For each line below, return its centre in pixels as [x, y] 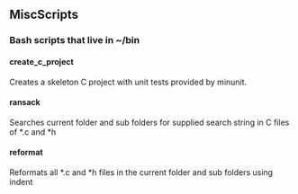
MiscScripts [44, 15]
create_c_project [41, 61]
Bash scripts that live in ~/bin [75, 40]
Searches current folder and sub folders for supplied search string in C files [149, 122]
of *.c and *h [33, 132]
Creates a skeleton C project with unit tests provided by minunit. [128, 82]
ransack [25, 102]
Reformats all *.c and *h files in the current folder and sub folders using [141, 172]
